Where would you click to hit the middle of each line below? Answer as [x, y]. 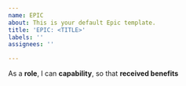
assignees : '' [31, 45]
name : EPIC [26, 15]
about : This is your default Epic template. [82, 23]
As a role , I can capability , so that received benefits [93, 73]
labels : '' [26, 37]
